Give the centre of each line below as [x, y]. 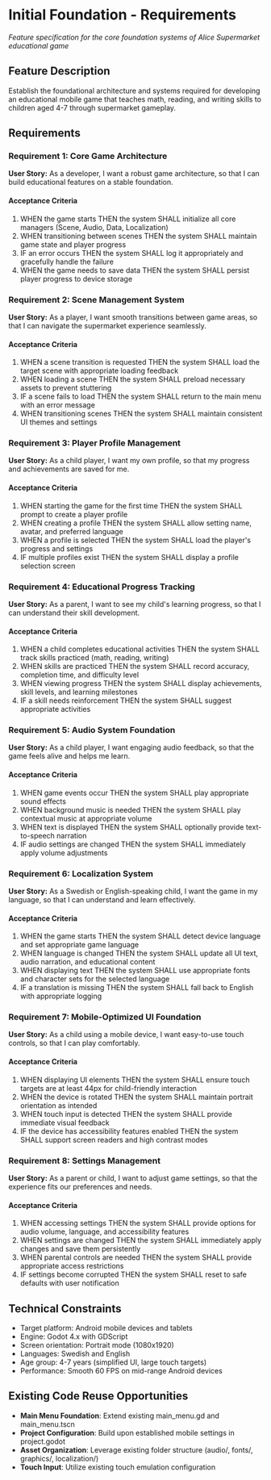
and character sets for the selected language [95, 979]
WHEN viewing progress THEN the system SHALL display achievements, [141, 684]
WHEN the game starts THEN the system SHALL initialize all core [128, 219]
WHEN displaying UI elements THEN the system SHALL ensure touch [135, 1080]
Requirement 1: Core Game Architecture [88, 157]
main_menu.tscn [47, 1424]
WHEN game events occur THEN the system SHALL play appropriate [134, 792]
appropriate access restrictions [72, 1266]
